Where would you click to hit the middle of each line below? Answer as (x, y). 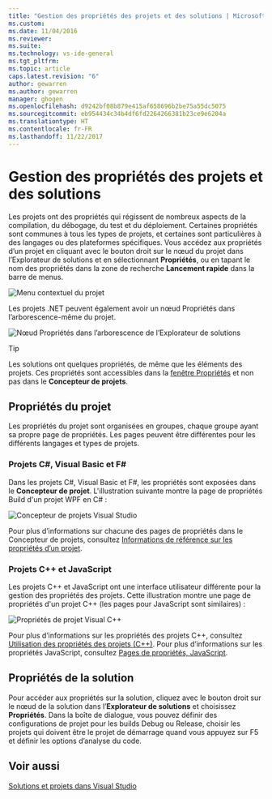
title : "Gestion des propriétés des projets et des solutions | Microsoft (137, 16)
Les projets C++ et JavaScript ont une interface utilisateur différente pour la (135, 586)
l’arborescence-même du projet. (62, 316)
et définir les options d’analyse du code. (75, 741)
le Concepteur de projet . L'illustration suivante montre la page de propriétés (136, 491)
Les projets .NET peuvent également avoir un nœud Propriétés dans (122, 308)
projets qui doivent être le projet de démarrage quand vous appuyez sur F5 (134, 732)
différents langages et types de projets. (74, 444)
